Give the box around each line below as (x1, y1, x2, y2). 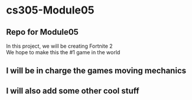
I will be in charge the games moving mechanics (6, 66, 187, 76)
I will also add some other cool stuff (6, 86, 140, 96)
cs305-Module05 (6, 4, 95, 17)
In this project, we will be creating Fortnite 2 (6, 42, 113, 49)
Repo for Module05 (6, 27, 79, 37)
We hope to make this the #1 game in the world (6, 49, 121, 56)
